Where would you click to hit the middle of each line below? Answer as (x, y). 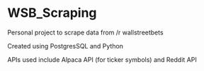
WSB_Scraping (52, 13)
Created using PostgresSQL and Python (66, 46)
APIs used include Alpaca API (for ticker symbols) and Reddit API (102, 59)
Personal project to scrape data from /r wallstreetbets (86, 32)
